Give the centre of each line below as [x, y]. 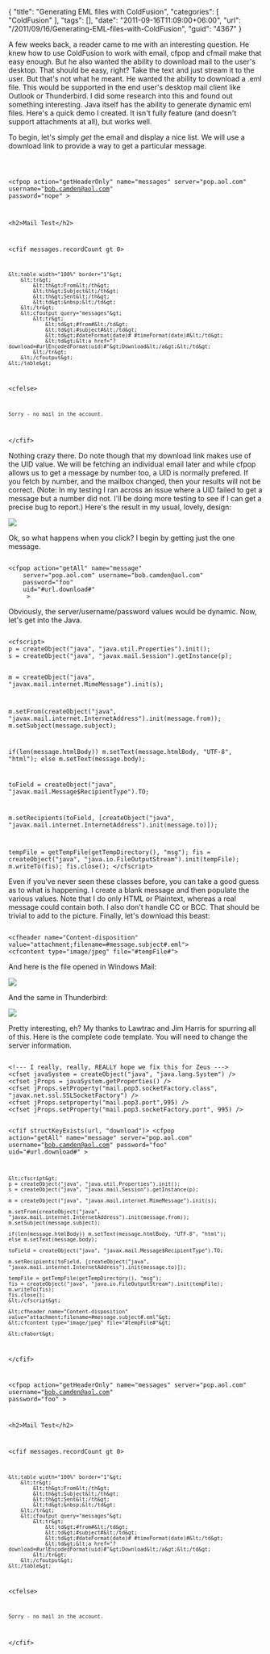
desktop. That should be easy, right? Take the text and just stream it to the [132, 70]
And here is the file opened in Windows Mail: [83, 967]
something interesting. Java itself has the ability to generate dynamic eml [130, 105]
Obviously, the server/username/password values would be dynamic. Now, [133, 611]
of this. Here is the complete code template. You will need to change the [128, 1037]
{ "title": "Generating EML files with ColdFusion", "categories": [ [114, 12]
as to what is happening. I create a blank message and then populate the [129, 890]
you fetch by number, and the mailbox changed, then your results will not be [135, 481]
